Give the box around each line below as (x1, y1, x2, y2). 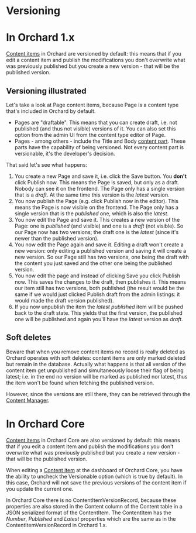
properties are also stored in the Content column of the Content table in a (6, 503, 183, 510)
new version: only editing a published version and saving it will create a (14, 247, 187, 254)
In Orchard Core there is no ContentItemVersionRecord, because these (6, 496, 177, 504)
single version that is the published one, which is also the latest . (14, 209, 169, 217)
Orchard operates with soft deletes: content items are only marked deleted (6, 354, 186, 361)
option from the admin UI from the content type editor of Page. (14, 131, 166, 138)
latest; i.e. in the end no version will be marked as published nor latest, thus (6, 373, 188, 380)
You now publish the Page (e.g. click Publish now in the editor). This (14, 197, 178, 204)
